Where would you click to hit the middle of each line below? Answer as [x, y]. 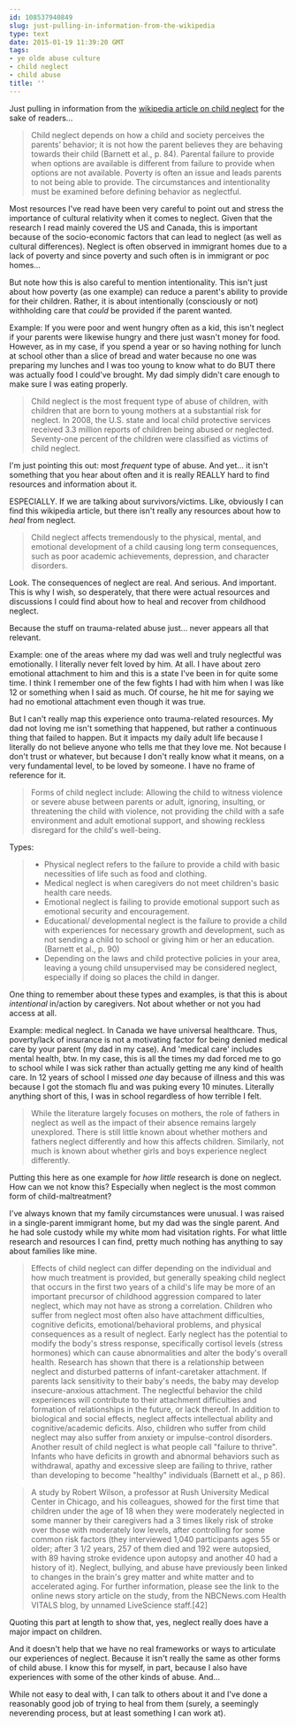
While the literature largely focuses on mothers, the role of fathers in [155, 1113]
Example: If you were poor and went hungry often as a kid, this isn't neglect [147, 328]
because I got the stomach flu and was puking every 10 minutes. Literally [142, 1086]
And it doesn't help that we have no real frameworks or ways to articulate [143, 1648]
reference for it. [38, 775]
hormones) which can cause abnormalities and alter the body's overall [159, 1353]
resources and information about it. [73, 484]
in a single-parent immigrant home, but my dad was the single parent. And [144, 1222]
